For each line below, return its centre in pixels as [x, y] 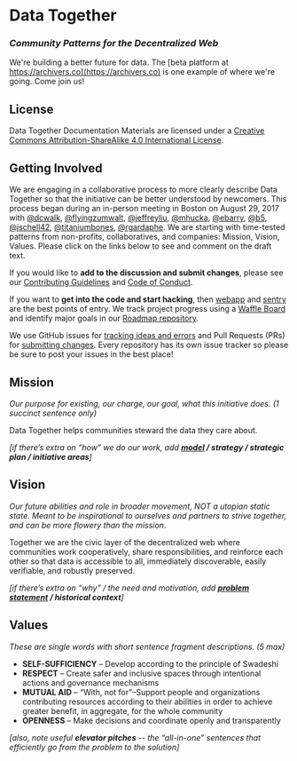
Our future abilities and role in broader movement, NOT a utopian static [140, 506]
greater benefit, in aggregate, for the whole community [122, 710]
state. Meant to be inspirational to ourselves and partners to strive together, [148, 515]
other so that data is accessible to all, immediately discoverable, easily [138, 561]
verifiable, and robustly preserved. [72, 570]
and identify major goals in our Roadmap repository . [104, 318]
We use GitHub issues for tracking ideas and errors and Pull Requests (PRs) [147, 336]
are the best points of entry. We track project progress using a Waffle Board [148, 309]
